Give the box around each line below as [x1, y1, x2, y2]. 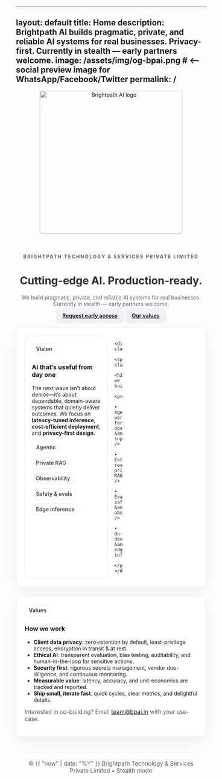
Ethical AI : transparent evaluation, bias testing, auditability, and [33, 651, 191, 658]
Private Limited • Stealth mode [69, 766, 153, 775]
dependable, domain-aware [31, 397, 101, 405]
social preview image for [16, 65, 110, 75]
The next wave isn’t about [31, 384, 96, 391]
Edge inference [36, 505, 75, 513]
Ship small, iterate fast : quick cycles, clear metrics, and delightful [33, 690, 198, 697]
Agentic [36, 443, 56, 450]
